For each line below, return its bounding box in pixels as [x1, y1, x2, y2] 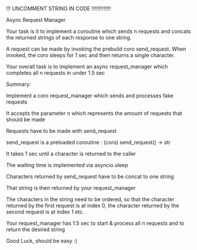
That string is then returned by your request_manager [6, 185, 136, 191]
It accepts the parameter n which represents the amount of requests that [6, 110, 182, 116]
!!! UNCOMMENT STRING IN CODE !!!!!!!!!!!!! [6, 5, 111, 12]
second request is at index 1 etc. [6, 208, 84, 215]
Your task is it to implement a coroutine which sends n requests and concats [6, 28, 191, 35]
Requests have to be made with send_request [6, 128, 117, 134]
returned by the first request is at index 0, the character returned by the [6, 202, 179, 209]
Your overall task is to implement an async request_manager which [6, 63, 169, 70]
